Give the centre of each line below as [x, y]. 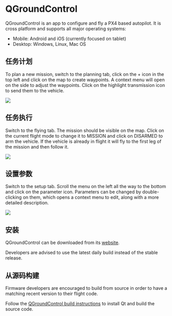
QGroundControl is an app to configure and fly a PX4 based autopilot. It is [83, 23]
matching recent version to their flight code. [52, 294]
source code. [19, 309]
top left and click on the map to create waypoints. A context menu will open [85, 80]
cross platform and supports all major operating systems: [66, 28]
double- [150, 192]
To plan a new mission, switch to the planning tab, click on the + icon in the [85, 74]
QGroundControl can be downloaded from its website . [62, 243]
